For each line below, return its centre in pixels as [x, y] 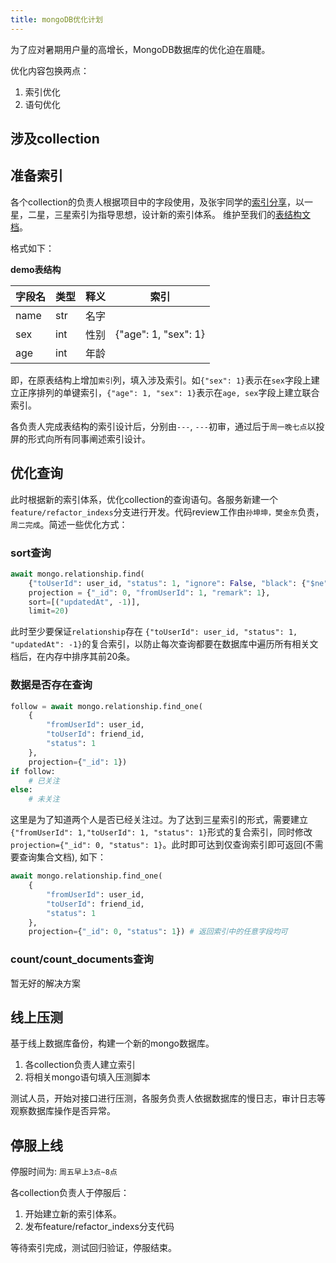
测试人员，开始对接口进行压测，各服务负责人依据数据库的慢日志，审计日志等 [168, 1098]
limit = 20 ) [49, 611]
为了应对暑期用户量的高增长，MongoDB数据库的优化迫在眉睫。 [140, 49]
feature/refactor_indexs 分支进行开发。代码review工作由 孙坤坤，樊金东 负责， [167, 512]
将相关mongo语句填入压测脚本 [87, 1077]
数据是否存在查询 [51, 685]
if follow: [33, 771]
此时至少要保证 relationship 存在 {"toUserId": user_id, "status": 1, [154, 632]
